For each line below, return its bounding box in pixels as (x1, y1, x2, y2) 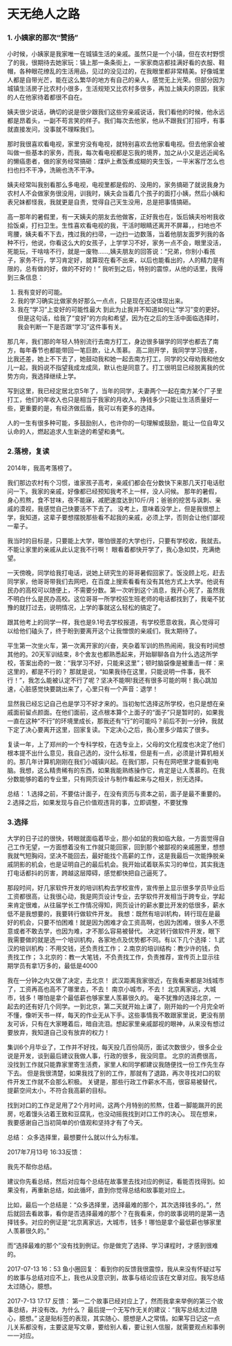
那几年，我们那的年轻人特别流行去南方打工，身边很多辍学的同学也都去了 (7, 338, 213, 346)
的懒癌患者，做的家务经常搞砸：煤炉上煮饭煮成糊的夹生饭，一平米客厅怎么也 (7, 157, 225, 166)
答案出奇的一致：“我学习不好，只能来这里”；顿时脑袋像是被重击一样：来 (19, 658, 224, 667)
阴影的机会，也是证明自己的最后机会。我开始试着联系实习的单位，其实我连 (12, 860, 225, 868)
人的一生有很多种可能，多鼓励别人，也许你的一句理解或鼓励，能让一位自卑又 (7, 419, 225, 427)
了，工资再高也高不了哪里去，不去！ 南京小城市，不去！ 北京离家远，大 (7, 985, 211, 993)
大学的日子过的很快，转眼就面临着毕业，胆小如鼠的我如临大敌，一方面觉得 (7, 834, 219, 843)
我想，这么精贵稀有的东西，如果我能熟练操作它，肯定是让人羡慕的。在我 (19, 766, 225, 774)
